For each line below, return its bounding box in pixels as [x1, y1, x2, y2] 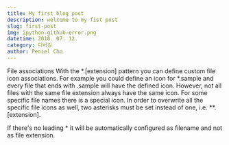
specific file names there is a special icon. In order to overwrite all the [7, 96, 204, 104]
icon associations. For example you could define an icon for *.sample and [7, 74, 214, 82]
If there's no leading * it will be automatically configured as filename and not [7, 124, 223, 132]
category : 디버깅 [7, 42, 53, 49]
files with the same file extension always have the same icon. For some [7, 88, 208, 96]
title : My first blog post [7, 10, 84, 17]
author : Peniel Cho [7, 49, 63, 55]
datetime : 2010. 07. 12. [7, 36, 78, 42]
